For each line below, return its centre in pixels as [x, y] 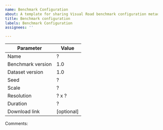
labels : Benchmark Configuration [39, 23]
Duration [17, 104]
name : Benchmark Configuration [37, 9]
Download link [24, 112]
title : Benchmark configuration [38, 18]
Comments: [16, 124]
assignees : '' [19, 28]
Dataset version [25, 72]
